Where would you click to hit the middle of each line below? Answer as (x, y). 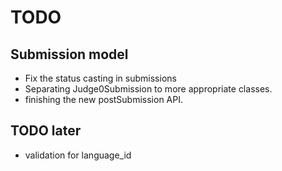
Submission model (69, 54)
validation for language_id (78, 155)
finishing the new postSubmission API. (104, 99)
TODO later (46, 131)
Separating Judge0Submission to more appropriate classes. (148, 89)
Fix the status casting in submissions (100, 78)
